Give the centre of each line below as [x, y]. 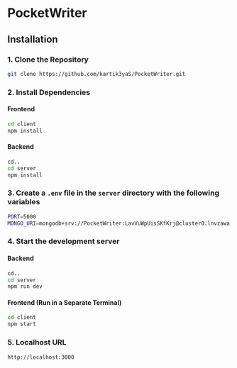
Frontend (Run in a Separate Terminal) [65, 302]
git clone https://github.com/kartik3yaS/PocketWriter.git [97, 74]
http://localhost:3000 [41, 357]
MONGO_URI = [23, 223]
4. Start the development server [64, 241]
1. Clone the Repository [48, 60]
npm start [22, 324]
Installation [33, 39]
